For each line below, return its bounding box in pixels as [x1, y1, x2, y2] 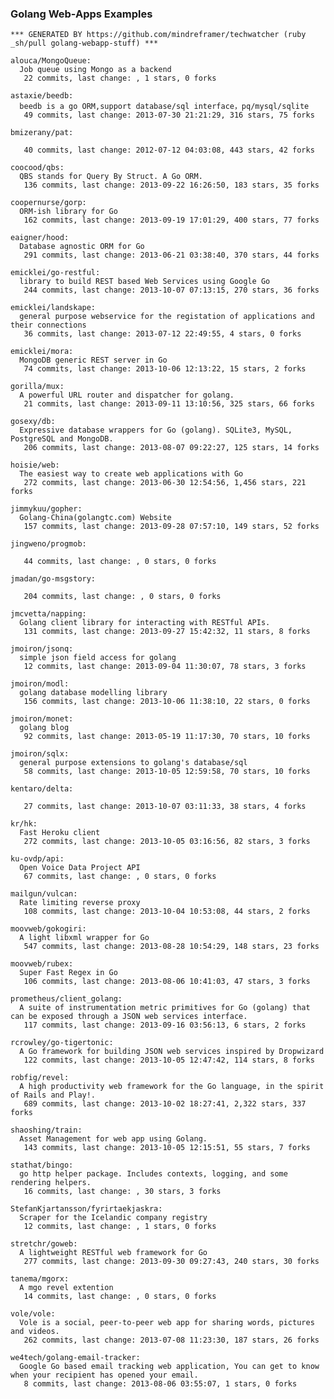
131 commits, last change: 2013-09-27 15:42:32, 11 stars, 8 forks [23, 627, 311, 637]
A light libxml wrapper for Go [19, 933, 150, 943]
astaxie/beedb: [10, 91, 74, 101]
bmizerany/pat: [10, 128, 74, 138]
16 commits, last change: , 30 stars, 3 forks [23, 1187, 222, 1197]
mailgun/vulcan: [10, 889, 78, 899]
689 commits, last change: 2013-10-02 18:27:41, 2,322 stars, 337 [23, 1099, 307, 1109]
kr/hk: [10, 819, 38, 829]
